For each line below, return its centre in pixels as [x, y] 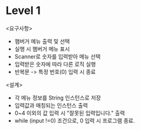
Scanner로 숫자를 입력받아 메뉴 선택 [57, 56]
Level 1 [23, 11]
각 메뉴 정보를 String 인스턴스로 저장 [58, 98]
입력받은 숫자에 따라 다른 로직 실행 [55, 64]
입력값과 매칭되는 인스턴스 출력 [51, 105]
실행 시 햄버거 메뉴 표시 [42, 49]
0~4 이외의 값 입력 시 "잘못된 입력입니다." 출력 [70, 113]
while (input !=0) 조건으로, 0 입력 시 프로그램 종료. [74, 120]
